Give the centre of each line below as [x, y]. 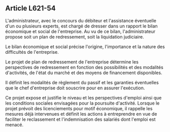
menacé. [14, 124]
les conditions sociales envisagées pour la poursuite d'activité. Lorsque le [82, 103]
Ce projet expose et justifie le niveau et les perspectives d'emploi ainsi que [83, 97]
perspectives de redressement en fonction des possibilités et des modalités [84, 67]
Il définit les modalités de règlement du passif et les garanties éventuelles [82, 82]
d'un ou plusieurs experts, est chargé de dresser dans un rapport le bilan [82, 26]
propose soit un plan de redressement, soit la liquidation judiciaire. [75, 37]
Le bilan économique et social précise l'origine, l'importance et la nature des [85, 46]
